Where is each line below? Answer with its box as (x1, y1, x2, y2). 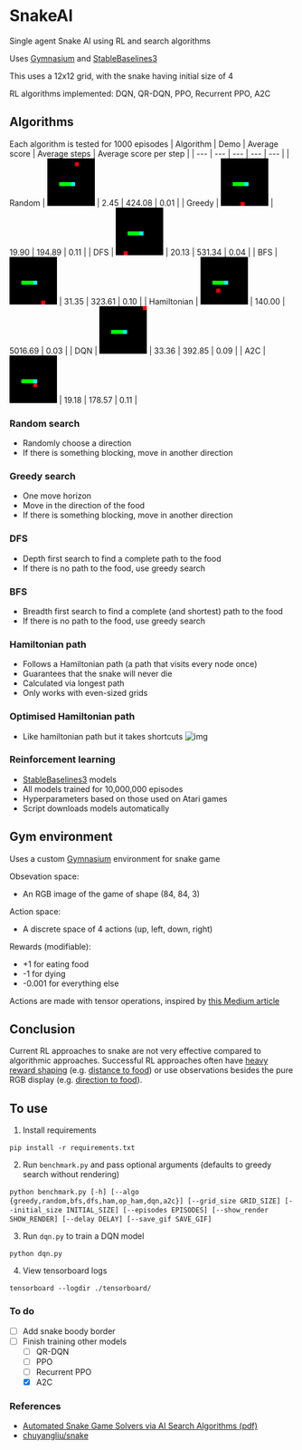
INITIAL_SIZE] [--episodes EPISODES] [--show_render (66, 1206, 269, 1215)
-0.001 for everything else (22, 978, 119, 989)
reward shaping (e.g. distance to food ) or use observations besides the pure (9, 1065, 294, 1076)
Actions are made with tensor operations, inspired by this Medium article (9, 995, 280, 1006)
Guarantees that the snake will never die (22, 668, 173, 680)
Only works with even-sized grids (22, 688, 148, 699)
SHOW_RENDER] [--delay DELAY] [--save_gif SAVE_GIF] (9, 1215, 212, 1224)
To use (9, 1100, 48, 1116)
